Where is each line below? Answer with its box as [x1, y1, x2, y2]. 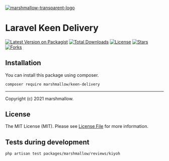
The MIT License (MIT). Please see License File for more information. [5, 123, 148, 129]
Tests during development [5, 138, 90, 146]
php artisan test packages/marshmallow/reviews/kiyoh [5, 151, 121, 156]
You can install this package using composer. [5, 72, 99, 78]
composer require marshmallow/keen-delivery [5, 82, 100, 87]
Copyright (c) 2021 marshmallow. [5, 95, 74, 101]
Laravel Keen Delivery [5, 23, 99, 34]
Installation [5, 59, 41, 67]
